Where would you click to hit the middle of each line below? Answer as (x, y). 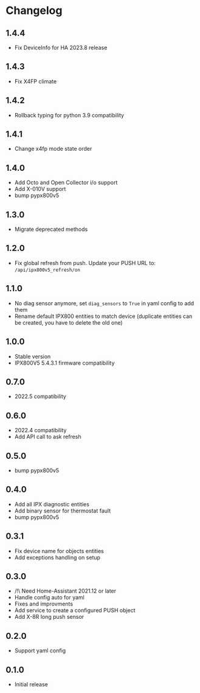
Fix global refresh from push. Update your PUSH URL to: (85, 263)
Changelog (34, 11)
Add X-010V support (40, 189)
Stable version (33, 356)
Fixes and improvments (44, 604)
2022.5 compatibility (40, 396)
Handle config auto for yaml (49, 598)
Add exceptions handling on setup (57, 557)
